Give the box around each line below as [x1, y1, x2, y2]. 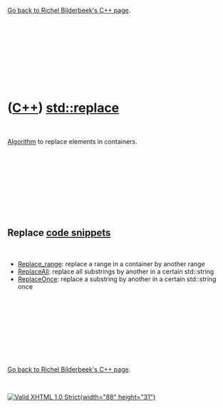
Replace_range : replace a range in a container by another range [17, 259, 205, 268]
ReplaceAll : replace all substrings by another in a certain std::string [17, 267, 214, 276]
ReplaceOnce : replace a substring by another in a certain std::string [17, 274, 217, 283]
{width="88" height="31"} [79, 392, 156, 401]
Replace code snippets [7, 227, 111, 239]
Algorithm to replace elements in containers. [7, 137, 138, 145]
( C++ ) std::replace [7, 100, 120, 116]
